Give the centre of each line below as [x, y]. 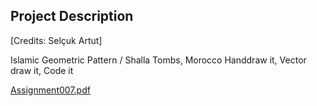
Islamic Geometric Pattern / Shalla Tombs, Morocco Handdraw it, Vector [158, 60]
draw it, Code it [42, 70]
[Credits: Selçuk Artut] [56, 40]
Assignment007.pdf [50, 90]
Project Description [72, 16]
